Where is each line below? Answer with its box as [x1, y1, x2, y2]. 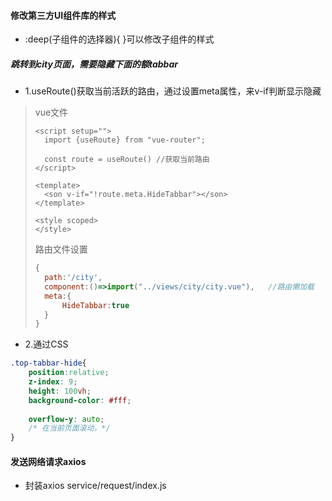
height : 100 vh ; [28, 386, 92, 396]
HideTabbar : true [61, 300, 130, 310]
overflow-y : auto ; [28, 414, 105, 424]
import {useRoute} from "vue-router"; [44, 135, 206, 145]
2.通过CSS [24, 338, 69, 350]
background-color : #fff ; [28, 395, 132, 405]
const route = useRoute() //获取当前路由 [44, 155, 210, 165]
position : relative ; [28, 368, 110, 378]
